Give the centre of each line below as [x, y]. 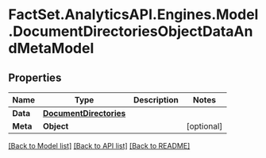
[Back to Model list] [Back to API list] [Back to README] [99, 146]
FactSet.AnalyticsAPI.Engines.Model [133, 15]
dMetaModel [51, 48]
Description [156, 100]
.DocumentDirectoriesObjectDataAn [131, 31]
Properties [35, 77]
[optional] [204, 126]
